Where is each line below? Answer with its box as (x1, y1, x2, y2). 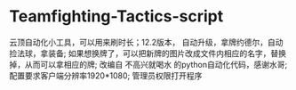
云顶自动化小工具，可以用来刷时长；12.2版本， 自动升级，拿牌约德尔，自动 (9, 37, 284, 47)
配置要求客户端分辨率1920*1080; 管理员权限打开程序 (9, 70, 203, 81)
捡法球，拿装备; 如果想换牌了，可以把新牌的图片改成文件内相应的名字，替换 (9, 47, 287, 59)
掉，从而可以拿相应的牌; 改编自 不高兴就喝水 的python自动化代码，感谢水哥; (9, 59, 288, 70)
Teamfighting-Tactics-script (9, 6, 224, 27)
